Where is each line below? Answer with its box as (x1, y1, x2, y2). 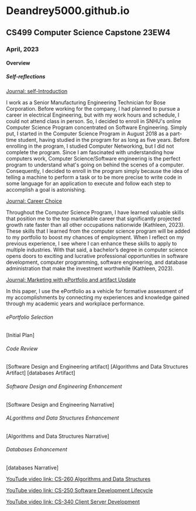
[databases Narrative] (6, 464, 59, 471)
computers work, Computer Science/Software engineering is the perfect (6, 155, 181, 162)
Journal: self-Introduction (6, 88, 68, 95)
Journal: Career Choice (6, 197, 63, 205)
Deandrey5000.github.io (6, 4, 130, 18)
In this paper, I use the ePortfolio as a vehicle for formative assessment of (6, 288, 184, 295)
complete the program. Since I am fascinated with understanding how (6, 149, 174, 156)
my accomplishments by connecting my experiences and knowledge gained (6, 294, 190, 301)
